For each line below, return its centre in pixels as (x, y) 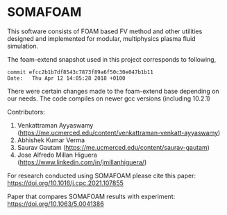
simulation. (23, 46)
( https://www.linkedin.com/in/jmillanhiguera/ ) (82, 162)
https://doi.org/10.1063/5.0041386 (56, 204)
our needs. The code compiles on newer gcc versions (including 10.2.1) (109, 98)
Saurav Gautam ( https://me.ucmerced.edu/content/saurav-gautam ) (113, 147)
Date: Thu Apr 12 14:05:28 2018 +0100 (67, 78)
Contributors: (26, 112)
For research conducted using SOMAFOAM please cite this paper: (102, 175)
